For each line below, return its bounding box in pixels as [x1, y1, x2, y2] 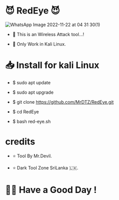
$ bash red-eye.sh [12, 118, 51, 124]
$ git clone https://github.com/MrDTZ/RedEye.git [12, 99, 114, 105]
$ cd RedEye [12, 108, 39, 115]
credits [5, 136, 35, 147]
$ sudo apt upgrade [12, 89, 54, 95]
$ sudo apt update [12, 79, 51, 85]
